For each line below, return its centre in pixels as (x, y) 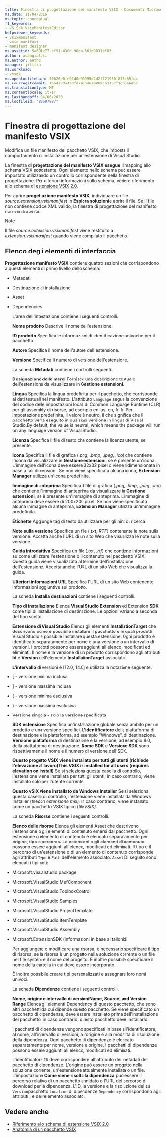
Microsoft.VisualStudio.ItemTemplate (50, 920)
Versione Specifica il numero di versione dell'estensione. (70, 360)
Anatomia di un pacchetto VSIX (44, 1129)
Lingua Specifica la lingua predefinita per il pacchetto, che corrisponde (85, 394)
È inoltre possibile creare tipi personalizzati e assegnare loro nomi (79, 974)
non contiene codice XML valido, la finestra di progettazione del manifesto (81, 206)
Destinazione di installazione (41, 288)
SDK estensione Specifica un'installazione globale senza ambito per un (85, 724)
